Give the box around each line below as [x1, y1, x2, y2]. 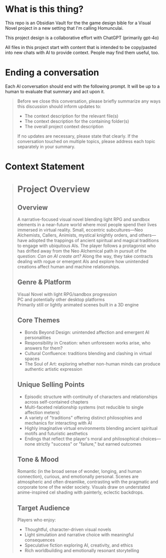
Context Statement [5, 161, 85, 172]
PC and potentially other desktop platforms [17, 296, 105, 303]
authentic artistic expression [24, 366, 83, 372]
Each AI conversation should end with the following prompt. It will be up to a [5, 83, 160, 89]
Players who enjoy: [17, 517, 56, 523]
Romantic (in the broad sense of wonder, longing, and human [17, 468, 142, 474]
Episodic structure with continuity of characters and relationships [24, 394, 158, 400]
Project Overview [17, 184, 90, 195]
